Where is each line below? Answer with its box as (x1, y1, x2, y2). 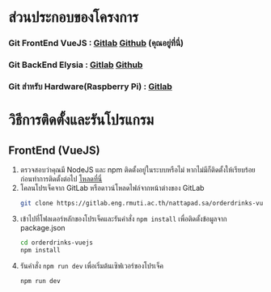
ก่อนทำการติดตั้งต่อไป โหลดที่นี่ (19, 174, 103, 184)
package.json (19, 222, 66, 232)
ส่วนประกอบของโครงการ (8, 8, 139, 27)
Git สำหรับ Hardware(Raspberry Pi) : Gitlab (8, 81, 172, 92)
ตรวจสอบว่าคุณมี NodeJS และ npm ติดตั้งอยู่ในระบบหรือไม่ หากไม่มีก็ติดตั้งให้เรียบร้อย (19, 164, 256, 174)
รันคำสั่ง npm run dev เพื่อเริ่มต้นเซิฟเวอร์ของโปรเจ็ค (19, 260, 164, 270)
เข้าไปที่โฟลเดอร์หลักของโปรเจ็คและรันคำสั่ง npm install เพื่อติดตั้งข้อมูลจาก (19, 214, 228, 223)
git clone (19, 199, 54, 207)
